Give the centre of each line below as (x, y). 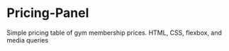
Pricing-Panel (48, 13)
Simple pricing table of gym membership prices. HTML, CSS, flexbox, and (114, 33)
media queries (28, 40)
